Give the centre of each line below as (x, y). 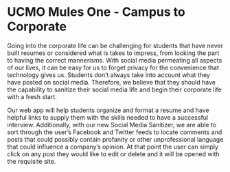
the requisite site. (32, 161)
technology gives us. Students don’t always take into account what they (109, 75)
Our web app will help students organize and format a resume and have (108, 110)
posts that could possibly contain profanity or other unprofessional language (115, 139)
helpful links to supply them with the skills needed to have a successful (108, 117)
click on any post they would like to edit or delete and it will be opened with (113, 154)
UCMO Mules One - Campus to (96, 12)
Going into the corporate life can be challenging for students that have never (115, 45)
